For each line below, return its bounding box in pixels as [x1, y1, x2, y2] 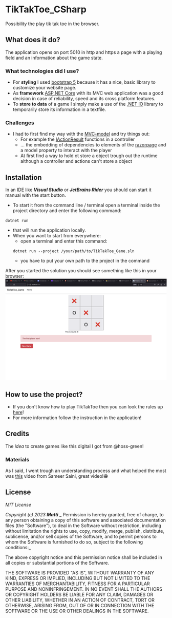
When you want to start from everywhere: [12, 233, 101, 239]
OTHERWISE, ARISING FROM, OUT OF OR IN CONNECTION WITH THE [5, 602, 155, 608]
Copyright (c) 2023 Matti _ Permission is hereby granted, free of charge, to [5, 511, 164, 517]
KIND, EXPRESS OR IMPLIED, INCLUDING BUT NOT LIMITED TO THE [5, 575, 150, 581]
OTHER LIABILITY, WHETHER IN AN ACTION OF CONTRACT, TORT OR [5, 597, 155, 603]
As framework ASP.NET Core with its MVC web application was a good [12, 90, 164, 96]
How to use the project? [5, 390, 83, 399]
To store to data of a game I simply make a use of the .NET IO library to [12, 101, 163, 107]
